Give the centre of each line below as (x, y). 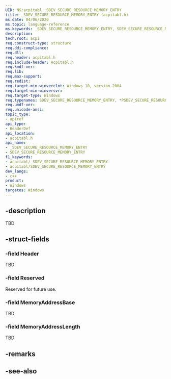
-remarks (20, 354)
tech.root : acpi (22, 39)
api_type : (16, 124)
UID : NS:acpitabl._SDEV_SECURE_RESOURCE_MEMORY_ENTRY (64, 10)
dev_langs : (17, 171)
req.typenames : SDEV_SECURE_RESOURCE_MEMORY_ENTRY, (61, 100)
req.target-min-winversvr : (34, 91)
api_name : (16, 143)
